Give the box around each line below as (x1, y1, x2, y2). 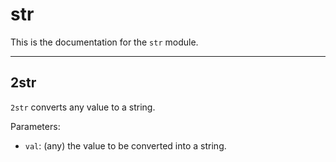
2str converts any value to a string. (10, 101, 156, 113)
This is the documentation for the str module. (10, 36, 199, 48)
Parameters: (10, 120, 61, 132)
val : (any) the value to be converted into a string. (24, 139, 227, 152)
